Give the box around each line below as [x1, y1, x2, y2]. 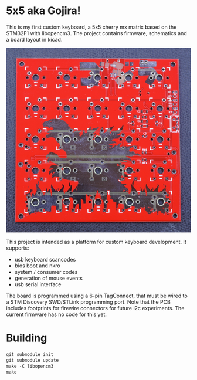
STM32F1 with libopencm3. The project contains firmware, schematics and [6, 29, 188, 36]
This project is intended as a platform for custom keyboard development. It [6, 238, 186, 245]
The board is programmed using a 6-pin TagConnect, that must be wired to [6, 292, 188, 299]
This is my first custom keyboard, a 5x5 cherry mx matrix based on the [6, 23, 177, 30]
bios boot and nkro [14, 262, 60, 269]
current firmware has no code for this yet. [6, 311, 107, 318]
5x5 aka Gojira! [6, 4, 81, 18]
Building [6, 331, 47, 345]
